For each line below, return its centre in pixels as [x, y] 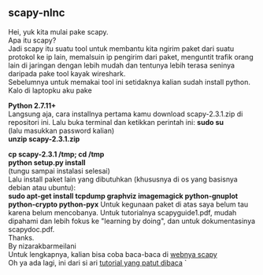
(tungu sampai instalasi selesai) [59, 170]
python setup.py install [47, 162]
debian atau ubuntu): [42, 187]
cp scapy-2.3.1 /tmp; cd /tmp [56, 154]
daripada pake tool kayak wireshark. [67, 73]
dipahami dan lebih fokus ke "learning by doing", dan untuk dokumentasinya [132, 221]
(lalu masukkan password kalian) [61, 130]
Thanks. [21, 237]
